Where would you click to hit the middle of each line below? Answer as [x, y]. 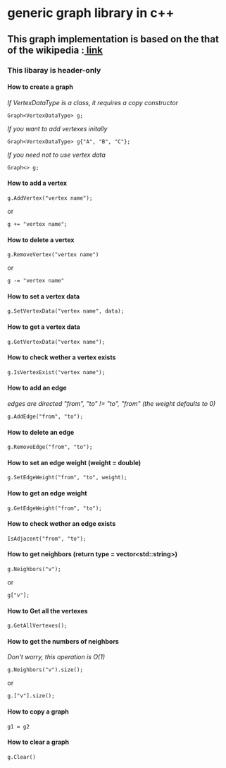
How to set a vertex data [44, 296]
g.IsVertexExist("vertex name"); [56, 372]
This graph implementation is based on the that [113, 39]
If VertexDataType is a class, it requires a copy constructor [93, 102]
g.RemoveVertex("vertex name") [53, 255]
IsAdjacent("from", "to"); [47, 539]
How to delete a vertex [41, 240]
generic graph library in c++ [91, 13]
